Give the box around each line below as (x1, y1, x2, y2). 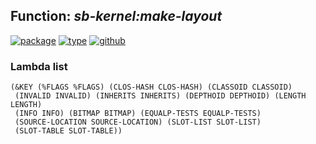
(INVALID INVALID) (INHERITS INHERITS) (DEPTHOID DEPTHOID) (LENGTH (14, 91, 307, 101)
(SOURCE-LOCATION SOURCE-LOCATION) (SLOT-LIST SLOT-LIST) (14, 117, 262, 128)
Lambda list (10, 59, 68, 73)
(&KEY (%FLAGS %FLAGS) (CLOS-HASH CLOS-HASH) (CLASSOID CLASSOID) (10, 82, 293, 93)
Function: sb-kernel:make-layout (10, 8, 223, 25)
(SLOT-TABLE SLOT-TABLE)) (14, 126, 123, 136)
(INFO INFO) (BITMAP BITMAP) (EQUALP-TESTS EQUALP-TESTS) (14, 109, 262, 119)
